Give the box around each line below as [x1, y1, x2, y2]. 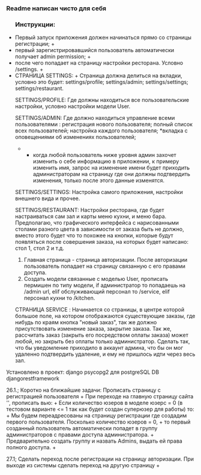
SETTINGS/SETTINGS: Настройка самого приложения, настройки [14, 189, 183, 196]
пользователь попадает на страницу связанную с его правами [23, 262, 186, 270]
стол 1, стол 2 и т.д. [14, 244, 65, 252]
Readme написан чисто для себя [6, 4, 107, 13]
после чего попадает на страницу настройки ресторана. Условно [14, 59, 184, 66]
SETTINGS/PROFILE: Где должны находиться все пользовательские [14, 96, 190, 104]
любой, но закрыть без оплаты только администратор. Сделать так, [14, 338, 190, 345]
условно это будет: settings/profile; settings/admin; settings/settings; [14, 78, 189, 86]
